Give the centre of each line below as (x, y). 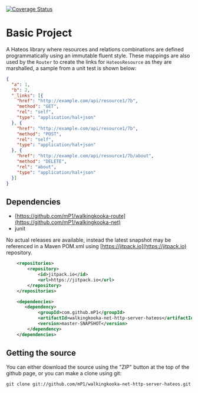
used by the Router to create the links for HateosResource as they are (89, 61)
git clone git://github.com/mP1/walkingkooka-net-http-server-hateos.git (99, 384)
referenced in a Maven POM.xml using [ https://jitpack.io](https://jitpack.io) (96, 246)
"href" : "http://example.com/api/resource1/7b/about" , (85, 156)
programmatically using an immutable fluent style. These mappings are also (98, 56)
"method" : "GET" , (38, 106)
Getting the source (41, 353)
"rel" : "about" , (37, 167)
